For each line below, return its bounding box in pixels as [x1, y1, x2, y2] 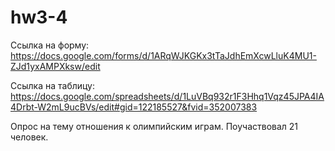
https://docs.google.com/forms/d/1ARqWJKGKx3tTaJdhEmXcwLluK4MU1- [10, 49, 317, 61]
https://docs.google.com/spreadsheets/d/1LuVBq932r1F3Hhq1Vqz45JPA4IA [10, 90, 325, 102]
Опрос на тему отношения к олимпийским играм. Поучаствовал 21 [10, 120, 299, 132]
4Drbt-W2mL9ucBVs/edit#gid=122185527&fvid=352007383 [10, 101, 258, 113]
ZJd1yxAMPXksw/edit [10, 60, 101, 72]
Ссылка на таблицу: [10, 79, 96, 91]
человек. [10, 131, 49, 143]
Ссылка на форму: [10, 39, 90, 51]
